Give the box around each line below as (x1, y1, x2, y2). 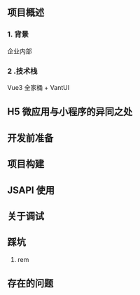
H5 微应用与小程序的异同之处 (7, 106, 133, 118)
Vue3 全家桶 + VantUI (7, 83, 70, 91)
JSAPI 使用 (7, 184, 55, 196)
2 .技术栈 (7, 66, 38, 76)
